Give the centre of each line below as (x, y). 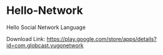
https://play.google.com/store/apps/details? (102, 39)
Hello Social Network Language (46, 27)
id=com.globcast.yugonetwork (45, 45)
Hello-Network (45, 11)
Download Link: (26, 39)
